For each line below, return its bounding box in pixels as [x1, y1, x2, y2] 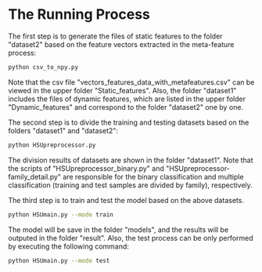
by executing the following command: [8, 241, 129, 251]
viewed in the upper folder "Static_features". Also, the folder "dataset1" [8, 85, 237, 95]
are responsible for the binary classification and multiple [62, 172, 244, 181]
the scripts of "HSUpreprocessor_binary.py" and [8, 163, 164, 173]
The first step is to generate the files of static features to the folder [8, 31, 223, 41]
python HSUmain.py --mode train [8, 210, 113, 219]
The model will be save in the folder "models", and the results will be [8, 225, 229, 234]
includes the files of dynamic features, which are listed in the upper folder [8, 94, 246, 103]
